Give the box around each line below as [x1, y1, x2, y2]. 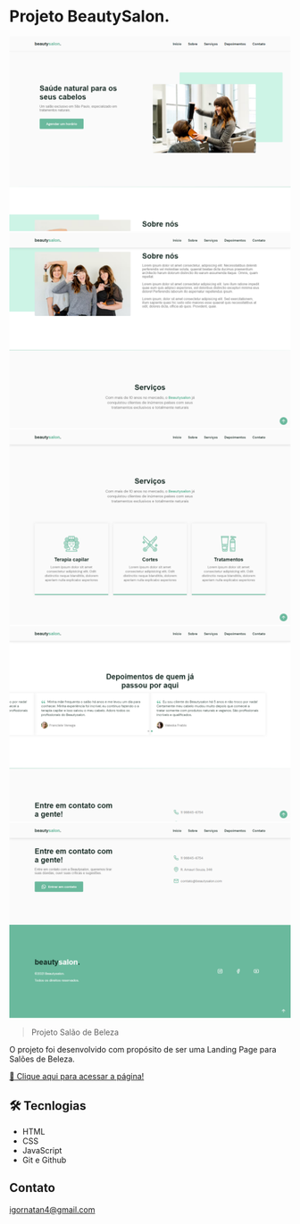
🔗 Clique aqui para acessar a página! [9, 1071, 145, 1082]
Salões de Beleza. [9, 1053, 76, 1064]
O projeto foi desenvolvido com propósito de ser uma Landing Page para [9, 1045, 277, 1055]
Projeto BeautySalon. [9, 6, 171, 27]
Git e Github [21, 1154, 67, 1166]
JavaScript [21, 1145, 62, 1156]
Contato [9, 1180, 55, 1195]
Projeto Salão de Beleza [30, 1027, 119, 1037]
